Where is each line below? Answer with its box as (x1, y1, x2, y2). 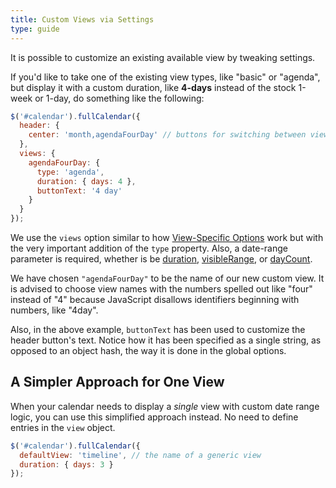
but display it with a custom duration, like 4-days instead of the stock (10, 81, 297, 93)
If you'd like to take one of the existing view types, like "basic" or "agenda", (10, 71, 321, 83)
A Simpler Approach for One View (10, 374, 225, 391)
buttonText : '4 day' (36, 186, 123, 196)
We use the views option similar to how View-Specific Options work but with (10, 232, 324, 243)
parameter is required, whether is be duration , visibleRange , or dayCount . (10, 253, 313, 265)
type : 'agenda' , (36, 167, 105, 177)
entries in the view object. (10, 421, 116, 433)
